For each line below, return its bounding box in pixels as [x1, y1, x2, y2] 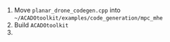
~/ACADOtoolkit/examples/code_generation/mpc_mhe [13, 15, 164, 22]
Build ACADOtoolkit [13, 21, 69, 29]
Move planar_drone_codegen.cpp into [13, 6, 121, 14]
